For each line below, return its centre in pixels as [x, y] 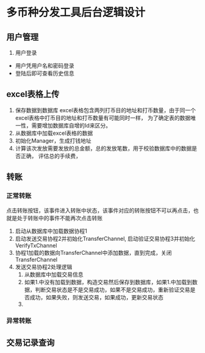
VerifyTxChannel [36, 245]
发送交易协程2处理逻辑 [44, 266]
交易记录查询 [31, 342]
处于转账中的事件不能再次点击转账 [59, 218]
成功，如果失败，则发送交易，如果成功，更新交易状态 [96, 297]
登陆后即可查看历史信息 [45, 73]
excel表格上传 [33, 94]
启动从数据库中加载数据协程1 [51, 231]
